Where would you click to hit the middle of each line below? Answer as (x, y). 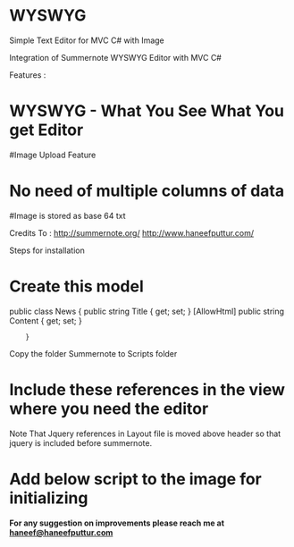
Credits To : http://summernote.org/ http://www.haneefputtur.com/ (132, 232)
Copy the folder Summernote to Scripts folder (93, 353)
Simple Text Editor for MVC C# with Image (87, 40)
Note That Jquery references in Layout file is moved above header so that (145, 433)
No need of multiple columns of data (147, 191)
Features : (28, 75)
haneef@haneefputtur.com (61, 533)
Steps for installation (47, 250)
